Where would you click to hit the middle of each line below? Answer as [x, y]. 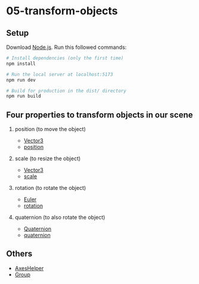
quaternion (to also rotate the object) [60, 217]
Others [19, 254]
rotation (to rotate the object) [50, 188]
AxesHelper [29, 268]
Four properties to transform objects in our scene [100, 115]
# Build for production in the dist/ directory [66, 90]
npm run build [24, 96]
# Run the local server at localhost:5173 [60, 74]
